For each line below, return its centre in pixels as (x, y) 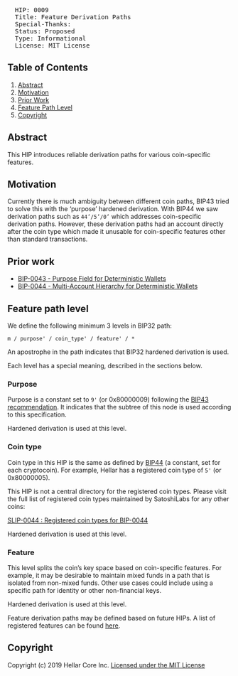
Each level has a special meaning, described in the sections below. (105, 366)
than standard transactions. (48, 239)
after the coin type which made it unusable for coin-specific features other (117, 232)
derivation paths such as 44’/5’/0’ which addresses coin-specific (104, 217)
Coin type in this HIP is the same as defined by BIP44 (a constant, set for (114, 462)
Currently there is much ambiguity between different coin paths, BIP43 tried (118, 201)
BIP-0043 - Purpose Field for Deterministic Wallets (92, 279)
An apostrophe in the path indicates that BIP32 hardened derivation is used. (118, 352)
